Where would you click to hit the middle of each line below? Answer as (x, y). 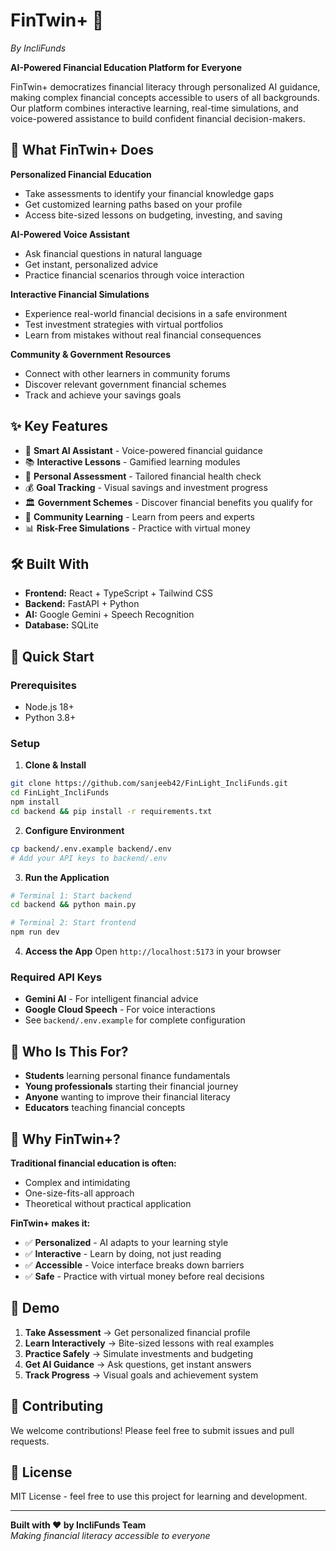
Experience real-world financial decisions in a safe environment (156, 313)
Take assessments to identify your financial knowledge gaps (149, 193)
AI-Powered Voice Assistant (70, 234)
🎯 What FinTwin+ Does (82, 150)
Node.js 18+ (49, 707)
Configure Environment (74, 830)
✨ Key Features (59, 426)
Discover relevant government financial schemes (125, 384)
